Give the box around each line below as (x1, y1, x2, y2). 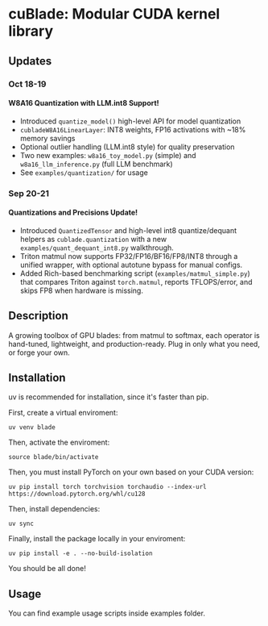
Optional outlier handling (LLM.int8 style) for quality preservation (19, 142, 235, 152)
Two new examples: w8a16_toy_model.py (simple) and (19, 150, 196, 160)
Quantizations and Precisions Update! (8, 207, 138, 218)
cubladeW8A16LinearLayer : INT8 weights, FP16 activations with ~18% (19, 124, 246, 134)
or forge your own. (8, 348, 70, 357)
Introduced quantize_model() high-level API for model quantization (19, 116, 241, 126)
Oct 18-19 (8, 78, 47, 90)
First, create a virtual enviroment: (8, 408, 118, 418)
